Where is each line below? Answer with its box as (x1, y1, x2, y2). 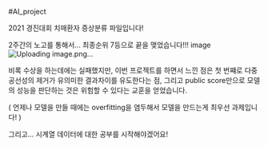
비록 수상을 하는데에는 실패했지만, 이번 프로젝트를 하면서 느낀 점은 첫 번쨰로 (8, 65, 243, 75)
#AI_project (8, 7, 46, 16)
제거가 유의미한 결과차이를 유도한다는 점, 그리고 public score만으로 (35, 76, 246, 85)
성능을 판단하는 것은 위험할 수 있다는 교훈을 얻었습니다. (16, 85, 188, 95)
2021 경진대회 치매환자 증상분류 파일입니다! (8, 23, 144, 33)
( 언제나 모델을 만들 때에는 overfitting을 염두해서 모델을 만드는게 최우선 (8, 103, 230, 112)
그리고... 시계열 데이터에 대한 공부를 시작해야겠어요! (8, 129, 169, 139)
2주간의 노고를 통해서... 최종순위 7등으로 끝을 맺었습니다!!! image (8, 40, 211, 49)
